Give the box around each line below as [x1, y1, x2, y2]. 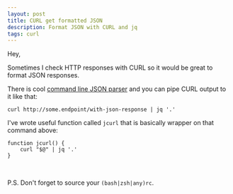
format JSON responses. [7, 71, 80, 80]
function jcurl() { [7, 140, 65, 147]
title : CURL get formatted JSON [7, 17, 103, 24]
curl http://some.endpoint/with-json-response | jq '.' [7, 106, 176, 114]
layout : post [7, 10, 46, 18]
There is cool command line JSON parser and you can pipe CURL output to [7, 85, 227, 93]
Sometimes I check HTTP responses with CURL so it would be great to [7, 63, 213, 72]
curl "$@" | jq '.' [20, 146, 78, 153]
